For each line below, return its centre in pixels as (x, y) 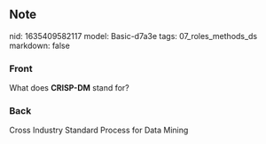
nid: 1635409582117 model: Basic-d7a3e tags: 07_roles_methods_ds (133, 36)
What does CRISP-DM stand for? (70, 88)
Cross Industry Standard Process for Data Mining (99, 130)
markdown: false (40, 45)
